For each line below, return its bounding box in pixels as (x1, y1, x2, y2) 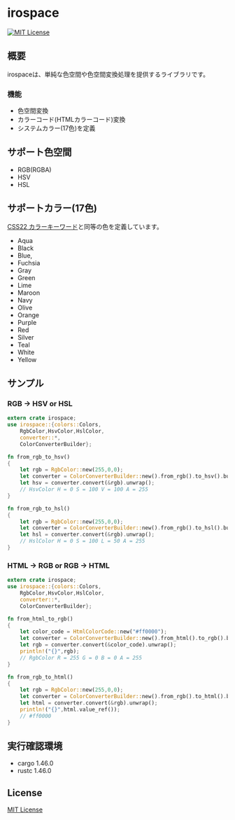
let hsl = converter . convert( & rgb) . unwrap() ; (20, 531, 155, 538)
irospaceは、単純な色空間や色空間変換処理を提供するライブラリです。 (7, 70, 210, 78)
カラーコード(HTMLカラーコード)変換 (17, 116, 126, 124)
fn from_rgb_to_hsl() (7, 505, 71, 512)
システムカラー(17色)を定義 (17, 124, 96, 132)
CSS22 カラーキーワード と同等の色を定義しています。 (7, 222, 163, 230)
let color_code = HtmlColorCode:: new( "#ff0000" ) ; (20, 628, 168, 635)
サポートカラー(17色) (7, 202, 98, 214)
